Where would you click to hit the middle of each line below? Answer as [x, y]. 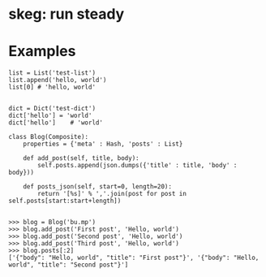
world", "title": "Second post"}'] [69, 265]
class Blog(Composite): [49, 137]
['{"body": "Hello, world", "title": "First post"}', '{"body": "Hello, [134, 258]
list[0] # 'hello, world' [52, 87]
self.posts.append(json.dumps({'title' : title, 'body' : [137, 166]
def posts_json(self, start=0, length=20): [98, 187]
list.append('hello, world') [58, 80]
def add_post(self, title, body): [81, 158]
